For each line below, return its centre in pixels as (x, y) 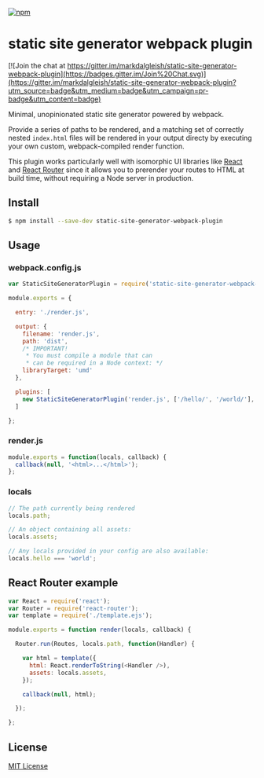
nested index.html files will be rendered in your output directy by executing (130, 138)
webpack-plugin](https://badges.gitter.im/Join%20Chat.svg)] (107, 74)
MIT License (28, 766)
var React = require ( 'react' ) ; (59, 601)
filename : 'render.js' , (61, 334)
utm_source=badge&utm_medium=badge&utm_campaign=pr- (108, 90)
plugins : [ (33, 392)
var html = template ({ (59, 659)
